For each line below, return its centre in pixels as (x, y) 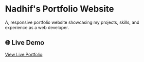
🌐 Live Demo (25, 43)
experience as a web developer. (37, 27)
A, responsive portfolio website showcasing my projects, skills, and (72, 22)
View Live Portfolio (24, 54)
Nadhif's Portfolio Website (60, 9)
